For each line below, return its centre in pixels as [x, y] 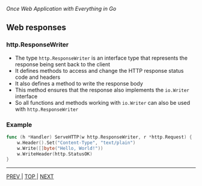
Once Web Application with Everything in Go [61, 9]
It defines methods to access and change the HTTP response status [99, 70]
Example [19, 125]
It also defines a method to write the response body [79, 83]
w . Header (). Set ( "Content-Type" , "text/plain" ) [76, 143]
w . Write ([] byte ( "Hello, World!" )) [60, 148]
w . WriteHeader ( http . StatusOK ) [55, 154]
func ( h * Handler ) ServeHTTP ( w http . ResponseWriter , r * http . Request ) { [99, 137]
